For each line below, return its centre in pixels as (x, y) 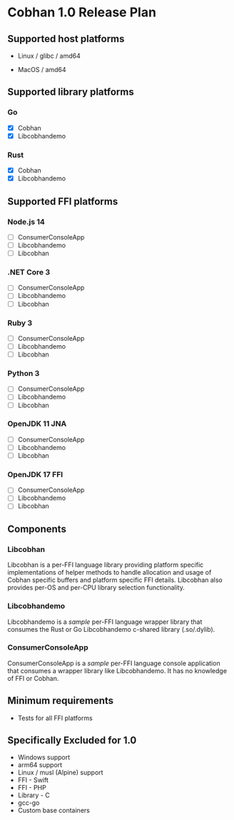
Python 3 (24, 373)
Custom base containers (54, 811)
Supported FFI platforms (63, 201)
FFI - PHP (32, 788)
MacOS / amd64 (42, 70)
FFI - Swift (33, 780)
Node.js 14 (26, 222)
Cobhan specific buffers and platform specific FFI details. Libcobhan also (115, 580)
